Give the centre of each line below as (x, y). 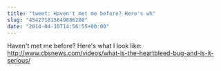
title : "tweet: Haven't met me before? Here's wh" (81, 13)
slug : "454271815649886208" (48, 20)
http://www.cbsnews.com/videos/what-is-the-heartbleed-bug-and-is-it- (110, 53)
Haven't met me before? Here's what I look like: (75, 46)
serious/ (19, 61)
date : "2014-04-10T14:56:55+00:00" (58, 26)
